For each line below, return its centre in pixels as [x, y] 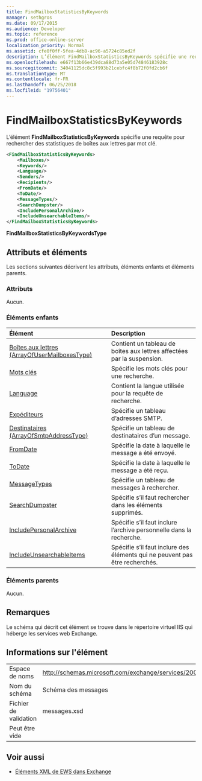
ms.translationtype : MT [36, 74]
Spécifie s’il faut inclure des [150, 547]
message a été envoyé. [144, 453]
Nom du [20, 686]
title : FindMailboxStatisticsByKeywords [58, 12]
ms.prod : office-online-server [45, 40]
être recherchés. [134, 562]
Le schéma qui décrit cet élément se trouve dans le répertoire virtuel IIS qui [99, 627]
